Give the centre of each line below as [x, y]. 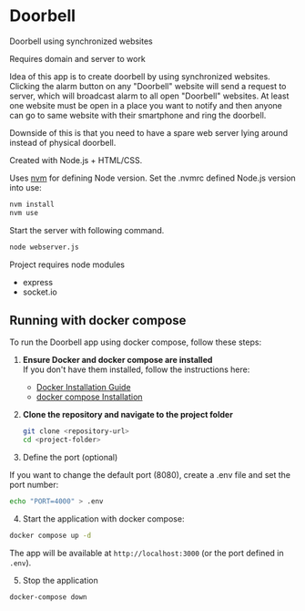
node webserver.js [44, 247]
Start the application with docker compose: [103, 519]
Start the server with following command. [87, 230]
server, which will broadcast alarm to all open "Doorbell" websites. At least [149, 96]
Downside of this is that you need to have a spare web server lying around [149, 132]
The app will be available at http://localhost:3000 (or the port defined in [147, 553]
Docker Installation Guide [83, 388]
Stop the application [60, 580]
